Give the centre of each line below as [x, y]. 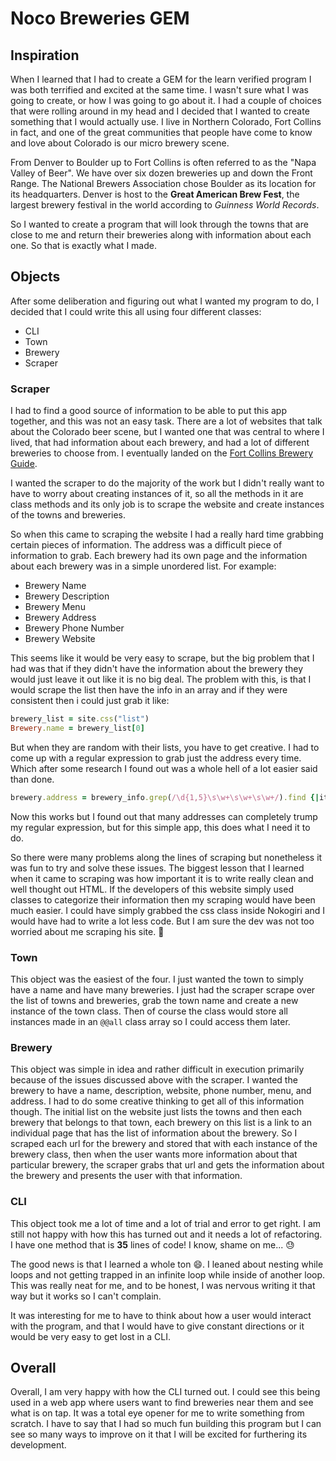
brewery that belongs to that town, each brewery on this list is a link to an [161, 1123]
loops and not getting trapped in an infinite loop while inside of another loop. [168, 1274]
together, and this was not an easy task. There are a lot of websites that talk [166, 421]
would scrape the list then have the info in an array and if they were [149, 690]
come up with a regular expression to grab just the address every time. [156, 758]
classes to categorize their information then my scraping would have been [163, 899]
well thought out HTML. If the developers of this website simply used [152, 889]
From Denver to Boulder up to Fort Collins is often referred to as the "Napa [163, 162]
